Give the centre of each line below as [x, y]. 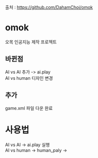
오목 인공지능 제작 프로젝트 [31, 42]
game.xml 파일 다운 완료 [29, 108]
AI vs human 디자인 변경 [29, 78]
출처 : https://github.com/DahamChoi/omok [49, 7]
